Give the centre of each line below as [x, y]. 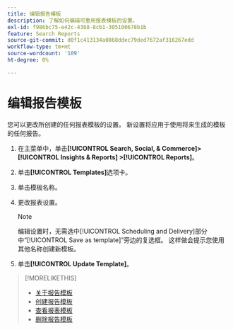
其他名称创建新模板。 [48, 249]
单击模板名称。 [39, 187]
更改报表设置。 [39, 202]
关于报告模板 [54, 292]
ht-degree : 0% [28, 60]
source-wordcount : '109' [44, 54]
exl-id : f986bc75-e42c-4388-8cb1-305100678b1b [77, 27]
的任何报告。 [26, 133]
